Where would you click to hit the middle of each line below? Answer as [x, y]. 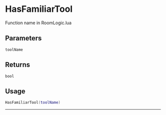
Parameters [23, 38]
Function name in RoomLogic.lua [38, 23]
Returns [18, 65]
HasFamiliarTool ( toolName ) [33, 103]
